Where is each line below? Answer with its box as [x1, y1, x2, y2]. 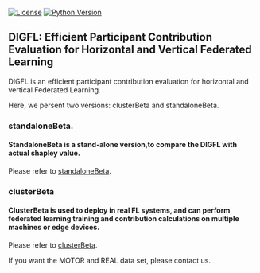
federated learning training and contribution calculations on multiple [8, 214, 240, 224]
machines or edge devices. [8, 223, 100, 232]
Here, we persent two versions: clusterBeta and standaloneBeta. [8, 100, 219, 110]
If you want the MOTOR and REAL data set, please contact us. [8, 255, 211, 266]
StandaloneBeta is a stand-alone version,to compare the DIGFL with [8, 140, 237, 150]
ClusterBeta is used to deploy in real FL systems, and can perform [8, 205, 231, 215]
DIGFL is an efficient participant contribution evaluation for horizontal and [8, 76, 249, 86]
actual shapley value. [8, 148, 81, 158]
